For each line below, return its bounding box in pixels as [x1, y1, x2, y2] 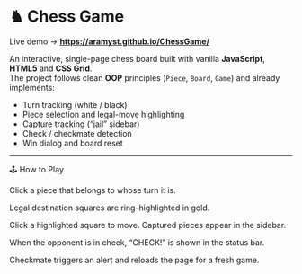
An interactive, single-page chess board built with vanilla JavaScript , [9, 53, 265, 64]
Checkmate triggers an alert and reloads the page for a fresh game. [9, 254, 260, 265]
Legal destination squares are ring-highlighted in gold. [9, 202, 210, 213]
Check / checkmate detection [22, 128, 132, 138]
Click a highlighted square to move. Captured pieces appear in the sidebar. [9, 219, 287, 230]
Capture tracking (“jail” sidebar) [22, 119, 140, 129]
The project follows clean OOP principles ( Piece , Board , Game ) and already [9, 72, 280, 83]
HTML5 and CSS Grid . [9, 63, 93, 74]
